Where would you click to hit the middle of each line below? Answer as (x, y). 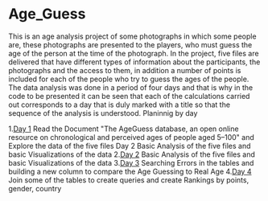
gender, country (35, 188)
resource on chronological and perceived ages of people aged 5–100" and (132, 137)
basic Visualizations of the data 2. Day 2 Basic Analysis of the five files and (132, 154)
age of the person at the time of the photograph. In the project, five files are (134, 53)
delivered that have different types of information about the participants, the (134, 62)
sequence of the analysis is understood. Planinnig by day (103, 113)
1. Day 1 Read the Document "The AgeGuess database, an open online (124, 129)
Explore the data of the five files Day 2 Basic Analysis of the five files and (130, 146)
